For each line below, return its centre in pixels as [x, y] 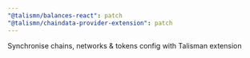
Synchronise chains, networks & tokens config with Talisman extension [125, 45]
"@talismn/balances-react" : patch [65, 15]
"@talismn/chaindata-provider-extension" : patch [90, 23]
